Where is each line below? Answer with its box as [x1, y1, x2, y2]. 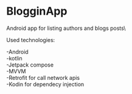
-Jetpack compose [6, 61, 54, 68]
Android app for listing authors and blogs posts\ [6, 24, 126, 32]
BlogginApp [6, 4, 68, 18]
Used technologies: [6, 36, 55, 43]
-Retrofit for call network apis [6, 74, 80, 81]
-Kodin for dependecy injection [6, 81, 85, 88]
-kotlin [6, 54, 23, 62]
